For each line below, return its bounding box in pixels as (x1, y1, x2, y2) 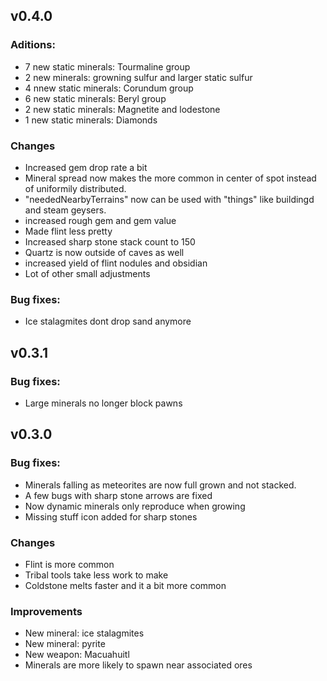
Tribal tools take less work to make (24, 569, 169, 581)
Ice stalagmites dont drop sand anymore (24, 315, 192, 328)
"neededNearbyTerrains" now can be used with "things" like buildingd (24, 193, 315, 205)
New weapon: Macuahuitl (24, 649, 130, 661)
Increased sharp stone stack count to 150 (24, 235, 196, 248)
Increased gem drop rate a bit (24, 161, 148, 173)
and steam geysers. (24, 204, 107, 216)
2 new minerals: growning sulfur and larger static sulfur (24, 71, 253, 83)
